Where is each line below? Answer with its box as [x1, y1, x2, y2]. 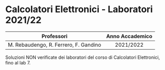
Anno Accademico [106, 32, 153, 40]
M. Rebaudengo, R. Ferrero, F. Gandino [8, 41, 101, 48]
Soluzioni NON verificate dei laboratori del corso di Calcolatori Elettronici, [5, 54, 160, 60]
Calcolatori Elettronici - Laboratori [5, 4, 153, 15]
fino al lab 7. [5, 59, 31, 65]
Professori [42, 32, 68, 40]
